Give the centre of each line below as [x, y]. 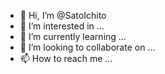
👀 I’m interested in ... [62, 26]
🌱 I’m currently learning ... [73, 36]
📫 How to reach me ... [66, 58]
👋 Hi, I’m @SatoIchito [63, 15]
